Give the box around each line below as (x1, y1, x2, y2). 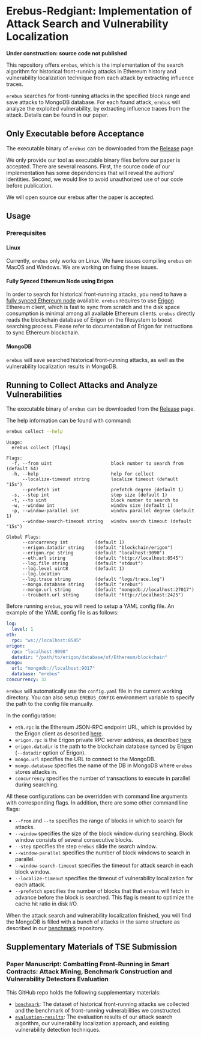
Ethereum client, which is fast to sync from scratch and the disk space (6, 304, 180, 311)
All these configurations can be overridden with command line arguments (6, 792, 188, 800)
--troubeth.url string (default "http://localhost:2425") (22, 592, 184, 598)
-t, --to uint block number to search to (11, 497, 179, 503)
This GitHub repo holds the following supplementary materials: (6, 988, 161, 996)
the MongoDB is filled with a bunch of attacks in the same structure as (6, 918, 180, 925)
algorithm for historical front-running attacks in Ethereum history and (6, 67, 176, 75)
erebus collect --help (6, 429, 63, 435)
